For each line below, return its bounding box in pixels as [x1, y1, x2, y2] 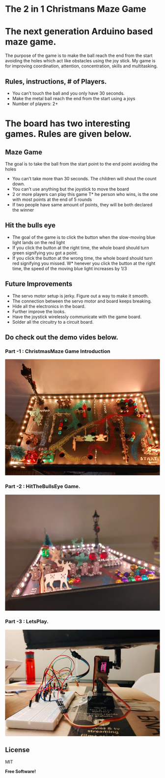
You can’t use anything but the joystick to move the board [12, 186, 129, 192]
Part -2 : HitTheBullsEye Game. [5, 483, 81, 490]
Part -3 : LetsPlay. [5, 618, 49, 625]
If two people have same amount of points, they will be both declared [12, 201, 153, 207]
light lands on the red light [12, 239, 65, 245]
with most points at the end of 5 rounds [12, 196, 92, 202]
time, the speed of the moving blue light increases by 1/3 [12, 265, 127, 271]
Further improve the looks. [12, 308, 66, 314]
